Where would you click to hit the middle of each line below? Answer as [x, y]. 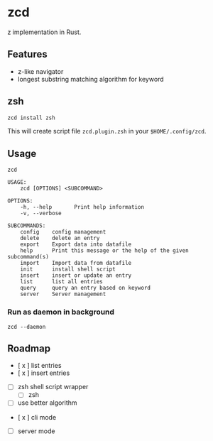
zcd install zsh [31, 118]
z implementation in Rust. [44, 32]
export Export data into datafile [76, 245]
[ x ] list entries [39, 366]
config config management [63, 232]
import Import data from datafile [76, 263]
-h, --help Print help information [82, 207]
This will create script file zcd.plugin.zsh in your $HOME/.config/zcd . [107, 131]
